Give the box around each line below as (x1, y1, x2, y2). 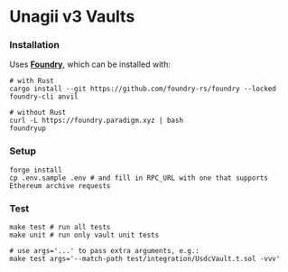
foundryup (9, 124, 47, 133)
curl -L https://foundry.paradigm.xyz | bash (9, 116, 183, 126)
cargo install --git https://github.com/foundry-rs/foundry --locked (9, 84, 277, 94)
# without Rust (9, 108, 67, 117)
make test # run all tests (9, 223, 111, 232)
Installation (9, 39, 60, 52)
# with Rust (9, 77, 54, 86)
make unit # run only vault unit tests (9, 230, 160, 240)
